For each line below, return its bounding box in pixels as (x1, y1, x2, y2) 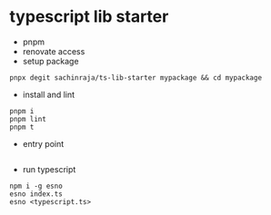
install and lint (22, 89, 75, 100)
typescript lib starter (9, 6, 169, 27)
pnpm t (9, 122, 35, 132)
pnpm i (9, 106, 35, 115)
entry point (22, 138, 65, 149)
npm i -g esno (9, 181, 64, 191)
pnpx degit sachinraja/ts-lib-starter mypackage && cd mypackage (9, 73, 262, 83)
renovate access (22, 45, 85, 56)
